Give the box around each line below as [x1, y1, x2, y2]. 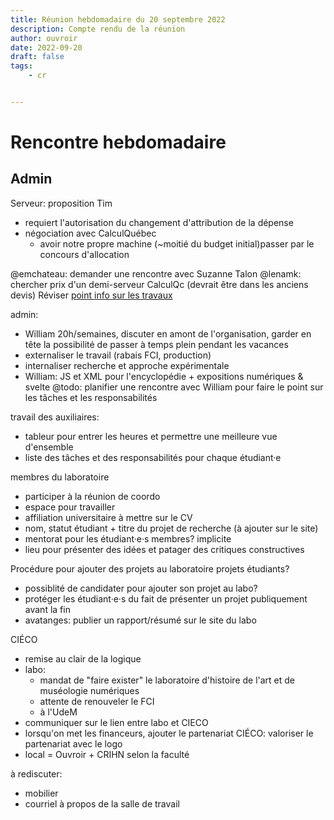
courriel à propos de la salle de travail [24, 797, 180, 810]
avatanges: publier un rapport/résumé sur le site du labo [24, 614, 257, 626]
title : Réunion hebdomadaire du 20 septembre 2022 [10, 14, 226, 25]
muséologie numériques [39, 684, 140, 696]
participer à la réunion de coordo [24, 490, 161, 502]
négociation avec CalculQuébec [24, 227, 157, 239]
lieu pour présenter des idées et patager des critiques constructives [24, 543, 305, 555]
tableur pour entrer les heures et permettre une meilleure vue [24, 430, 278, 442]
